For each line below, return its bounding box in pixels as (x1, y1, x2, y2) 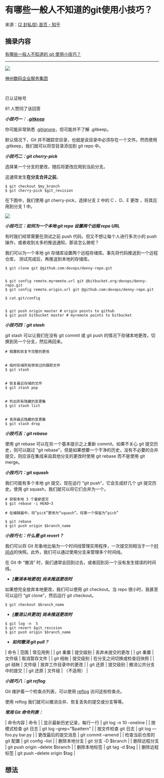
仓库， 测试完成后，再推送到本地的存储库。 (5, 256, 92, 262)
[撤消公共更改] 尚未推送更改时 (12, 611, 72, 617)
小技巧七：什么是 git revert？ (5, 533, 64, 538)
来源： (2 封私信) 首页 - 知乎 (5, 22, 61, 27)
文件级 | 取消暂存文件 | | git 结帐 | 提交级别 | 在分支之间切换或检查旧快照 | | (5, 655, 155, 661)
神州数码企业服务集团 (5, 75, 48, 81)
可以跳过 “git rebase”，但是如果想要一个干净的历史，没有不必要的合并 (18, 447, 159, 453)
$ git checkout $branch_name (5, 602, 64, 607)
